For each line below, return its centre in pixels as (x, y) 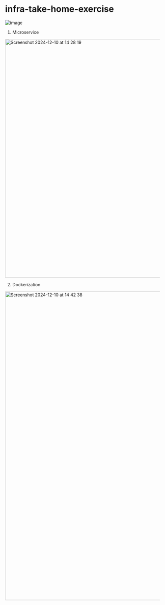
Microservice (26, 32)
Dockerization (26, 284)
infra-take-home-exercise (60, 9)
